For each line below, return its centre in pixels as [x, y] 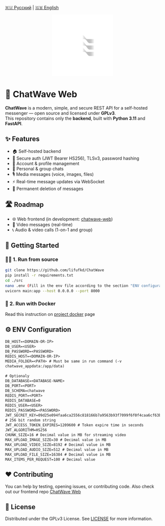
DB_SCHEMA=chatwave [25, 390]
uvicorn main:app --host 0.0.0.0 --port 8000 [52, 291]
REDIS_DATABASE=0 [23, 400]
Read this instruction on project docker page [50, 314]
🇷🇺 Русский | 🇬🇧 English [32, 8]
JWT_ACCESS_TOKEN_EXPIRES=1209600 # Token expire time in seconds [74, 425]
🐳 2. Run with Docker [30, 304]
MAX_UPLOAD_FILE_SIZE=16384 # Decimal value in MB [58, 454]
